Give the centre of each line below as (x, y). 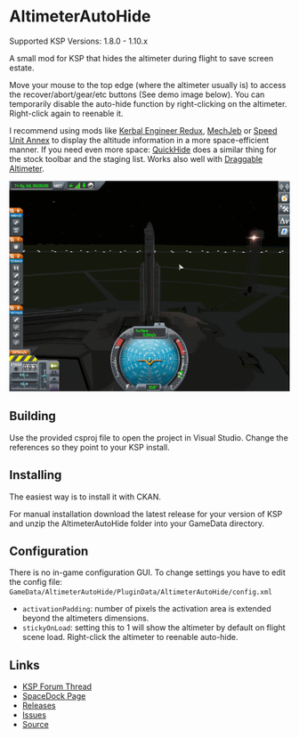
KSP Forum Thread (57, 686)
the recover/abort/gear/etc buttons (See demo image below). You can (137, 94)
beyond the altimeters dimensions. (85, 618)
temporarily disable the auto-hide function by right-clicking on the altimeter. (148, 103)
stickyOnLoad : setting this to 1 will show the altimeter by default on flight (154, 628)
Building (32, 416)
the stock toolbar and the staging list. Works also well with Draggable (136, 158)
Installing (36, 475)
